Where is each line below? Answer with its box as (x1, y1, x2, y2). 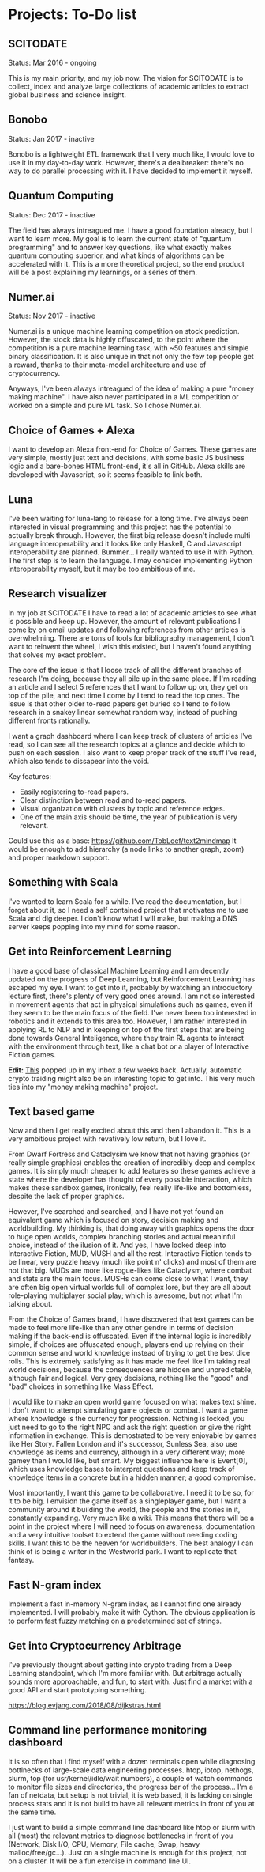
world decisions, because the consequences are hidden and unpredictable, (8, 1365, 254, 1375)
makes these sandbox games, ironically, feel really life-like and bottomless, (8, 1183, 252, 1193)
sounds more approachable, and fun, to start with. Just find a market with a (8, 1677, 253, 1686)
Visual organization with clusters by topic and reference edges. (19, 804, 226, 813)
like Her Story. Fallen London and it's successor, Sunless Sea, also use (8, 1439, 238, 1449)
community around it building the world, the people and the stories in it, (8, 1505, 241, 1515)
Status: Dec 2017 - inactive (8, 210, 96, 219)
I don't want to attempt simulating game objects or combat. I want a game (8, 1405, 248, 1415)
